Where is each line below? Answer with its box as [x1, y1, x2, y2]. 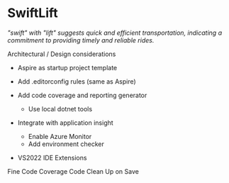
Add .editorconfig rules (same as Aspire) [17, 77, 136, 86]
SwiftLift [7, 5, 58, 21]
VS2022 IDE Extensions [17, 153, 87, 162]
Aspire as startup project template [17, 63, 118, 72]
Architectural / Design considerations [7, 50, 116, 58]
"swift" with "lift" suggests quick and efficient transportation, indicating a [7, 28, 222, 37]
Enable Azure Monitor [28, 132, 92, 140]
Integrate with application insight [17, 118, 113, 127]
